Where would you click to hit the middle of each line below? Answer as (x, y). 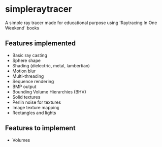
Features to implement (40, 128)
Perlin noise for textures (36, 102)
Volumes (21, 140)
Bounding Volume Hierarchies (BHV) (49, 91)
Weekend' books (22, 28)
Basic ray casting (30, 55)
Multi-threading (28, 76)
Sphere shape (26, 60)
